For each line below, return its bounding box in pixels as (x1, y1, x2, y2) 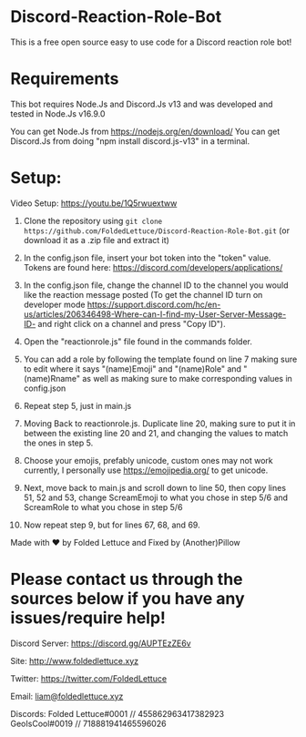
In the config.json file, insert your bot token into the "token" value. (23, 252, 271, 263)
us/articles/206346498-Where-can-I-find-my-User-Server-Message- (23, 308, 287, 320)
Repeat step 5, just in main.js (23, 400, 132, 411)
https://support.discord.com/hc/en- (87, 299, 221, 310)
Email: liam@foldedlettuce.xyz (10, 691, 124, 701)
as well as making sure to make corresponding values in (82, 373, 292, 384)
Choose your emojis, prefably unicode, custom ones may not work (23, 455, 274, 466)
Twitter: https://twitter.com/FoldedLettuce (10, 672, 168, 684)
